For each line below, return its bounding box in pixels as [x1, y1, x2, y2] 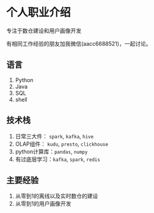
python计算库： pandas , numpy [15, 148, 88, 155]
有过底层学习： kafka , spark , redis [15, 155, 101, 163]
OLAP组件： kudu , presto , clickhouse [15, 140, 109, 148]
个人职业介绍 [6, 6, 71, 20]
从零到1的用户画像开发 [15, 200, 71, 207]
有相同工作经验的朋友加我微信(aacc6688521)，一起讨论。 [6, 40, 152, 47]
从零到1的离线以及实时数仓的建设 [15, 192, 98, 200]
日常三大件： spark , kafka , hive [15, 132, 94, 140]
